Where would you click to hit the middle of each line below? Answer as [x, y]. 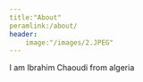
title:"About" [36, 17]
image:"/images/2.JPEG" [70, 42]
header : [24, 34]
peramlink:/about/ [43, 26]
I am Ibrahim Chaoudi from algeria [72, 68]
